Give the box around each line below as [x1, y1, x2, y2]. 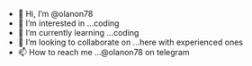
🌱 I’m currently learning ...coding [17, 28, 139, 37]
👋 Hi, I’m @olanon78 [17, 9, 94, 19]
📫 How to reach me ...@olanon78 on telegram [17, 47, 190, 57]
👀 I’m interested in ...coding [17, 18, 120, 29]
